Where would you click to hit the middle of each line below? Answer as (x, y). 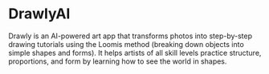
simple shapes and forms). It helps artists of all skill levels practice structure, (135, 53)
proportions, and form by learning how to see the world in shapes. (118, 61)
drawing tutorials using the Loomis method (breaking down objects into (126, 44)
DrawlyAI (39, 14)
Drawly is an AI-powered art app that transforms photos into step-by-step (130, 36)
